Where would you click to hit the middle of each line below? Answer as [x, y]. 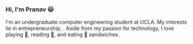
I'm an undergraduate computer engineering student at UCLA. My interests [96, 22]
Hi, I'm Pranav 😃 [30, 9]
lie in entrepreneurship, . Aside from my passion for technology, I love [90, 28]
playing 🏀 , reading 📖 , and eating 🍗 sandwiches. [63, 35]
